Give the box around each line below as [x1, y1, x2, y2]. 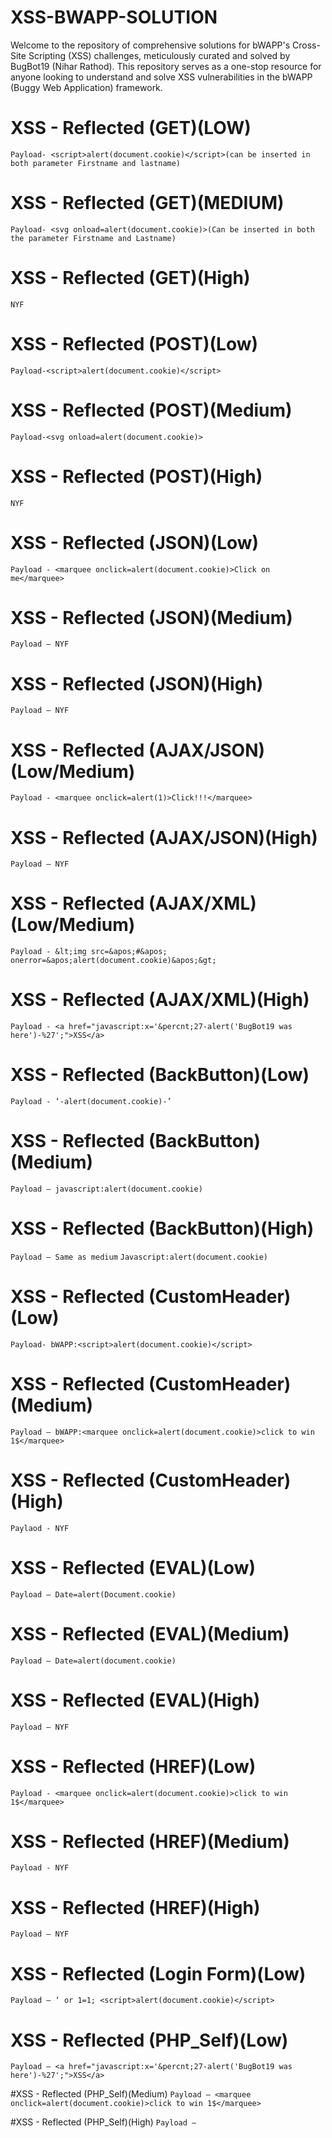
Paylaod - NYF [10, 1523, 70, 1533]
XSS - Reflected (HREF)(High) [10, 1896, 261, 1919]
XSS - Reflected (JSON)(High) [10, 672, 264, 695]
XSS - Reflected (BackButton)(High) [10, 1217, 315, 1240]
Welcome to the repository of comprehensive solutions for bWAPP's [10, 39, 291, 51]
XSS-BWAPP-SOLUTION [10, 6, 218, 29]
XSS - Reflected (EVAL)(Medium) [10, 1622, 290, 1645]
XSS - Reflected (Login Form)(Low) [10, 1962, 307, 1985]
